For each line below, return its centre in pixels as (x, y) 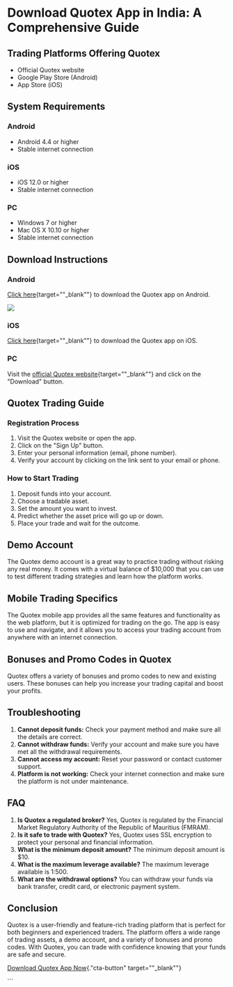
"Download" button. (35, 381)
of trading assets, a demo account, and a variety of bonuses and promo (110, 940)
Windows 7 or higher (47, 223)
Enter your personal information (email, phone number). (97, 453)
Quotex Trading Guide (56, 403)
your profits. (25, 690)
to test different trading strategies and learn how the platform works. (105, 576)
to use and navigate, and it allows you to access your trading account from (114, 630)
